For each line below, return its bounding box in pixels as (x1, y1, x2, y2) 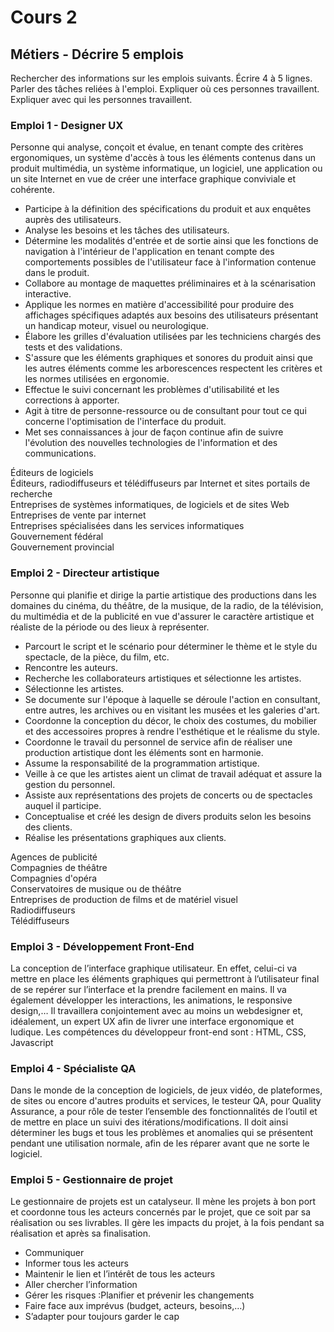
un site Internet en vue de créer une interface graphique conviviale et (10, 173, 297, 185)
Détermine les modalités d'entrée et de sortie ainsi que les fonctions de (24, 235, 319, 247)
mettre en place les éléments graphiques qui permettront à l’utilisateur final (10, 972, 320, 985)
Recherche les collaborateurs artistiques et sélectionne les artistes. (24, 672, 302, 684)
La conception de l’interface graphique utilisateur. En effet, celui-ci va (10, 962, 298, 974)
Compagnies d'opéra (10, 872, 98, 884)
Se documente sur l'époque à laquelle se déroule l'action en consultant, (24, 693, 321, 705)
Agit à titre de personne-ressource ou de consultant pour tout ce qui (24, 405, 307, 417)
